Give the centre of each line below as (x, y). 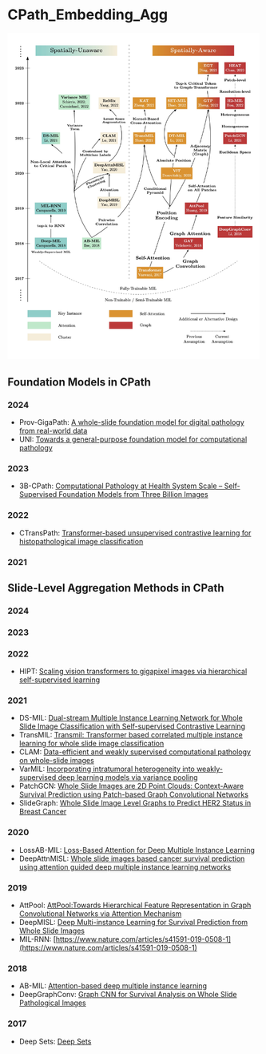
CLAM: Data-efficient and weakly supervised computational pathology (135, 752)
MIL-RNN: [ (38, 939)
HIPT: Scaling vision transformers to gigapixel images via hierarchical (133, 672)
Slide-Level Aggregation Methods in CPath (116, 588)
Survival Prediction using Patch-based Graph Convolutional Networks (134, 794)
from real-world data (53, 431)
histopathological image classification (81, 541)
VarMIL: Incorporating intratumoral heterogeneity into (107, 769)
